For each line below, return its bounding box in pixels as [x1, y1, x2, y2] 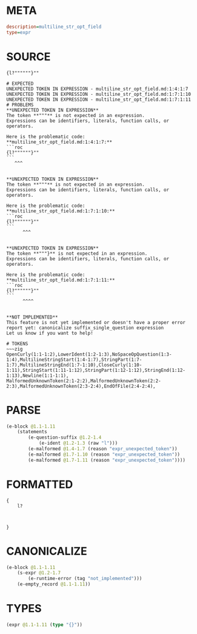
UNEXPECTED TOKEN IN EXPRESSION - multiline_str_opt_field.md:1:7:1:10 [6, 91, 191, 97]
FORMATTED [6, 477, 73, 491]
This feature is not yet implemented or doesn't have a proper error [6, 319, 186, 325]
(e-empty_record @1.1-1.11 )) [17, 581, 91, 587]
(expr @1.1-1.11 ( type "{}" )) [6, 622, 83, 628]
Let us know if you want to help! [6, 330, 94, 336]
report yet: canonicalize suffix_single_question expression [6, 325, 164, 331]
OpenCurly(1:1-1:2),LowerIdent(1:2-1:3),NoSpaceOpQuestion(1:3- [6, 351, 172, 357]
